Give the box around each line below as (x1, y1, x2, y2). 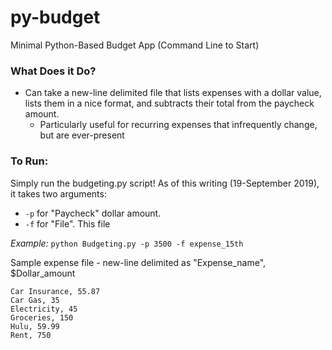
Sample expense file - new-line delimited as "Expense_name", (10, 256, 267, 268)
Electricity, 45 (10, 304, 78, 314)
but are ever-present (39, 129, 125, 141)
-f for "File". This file (24, 217, 111, 230)
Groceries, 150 (10, 312, 74, 323)
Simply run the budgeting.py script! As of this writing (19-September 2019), (10, 177, 320, 189)
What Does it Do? (10, 64, 97, 78)
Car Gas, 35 (10, 295, 60, 305)
